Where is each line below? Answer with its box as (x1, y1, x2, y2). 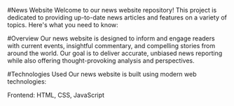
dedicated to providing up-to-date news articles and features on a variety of (7, 13, 228, 22)
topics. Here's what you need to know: (7, 21, 119, 29)
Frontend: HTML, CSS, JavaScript (7, 91, 105, 99)
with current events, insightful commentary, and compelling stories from (7, 42, 216, 50)
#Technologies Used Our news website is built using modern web (7, 70, 198, 78)
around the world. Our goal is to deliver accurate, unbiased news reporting (7, 49, 223, 57)
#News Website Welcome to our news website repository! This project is (7, 6, 217, 14)
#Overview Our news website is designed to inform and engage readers (7, 34, 215, 43)
